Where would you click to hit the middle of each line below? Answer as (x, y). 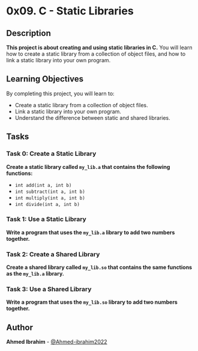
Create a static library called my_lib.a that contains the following (88, 167)
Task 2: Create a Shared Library (53, 254)
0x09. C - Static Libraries (70, 11)
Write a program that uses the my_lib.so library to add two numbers (92, 302)
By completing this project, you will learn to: (61, 93)
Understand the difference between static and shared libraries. (93, 117)
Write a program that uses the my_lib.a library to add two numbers (91, 232)
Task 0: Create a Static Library (51, 154)
